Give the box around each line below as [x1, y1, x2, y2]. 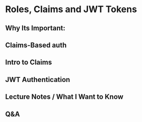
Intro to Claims [5, 58, 52, 67]
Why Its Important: [5, 24, 65, 32]
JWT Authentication [5, 75, 70, 84]
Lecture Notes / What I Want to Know [5, 93, 123, 101]
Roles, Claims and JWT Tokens [5, 4, 137, 15]
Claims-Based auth [5, 40, 67, 49]
